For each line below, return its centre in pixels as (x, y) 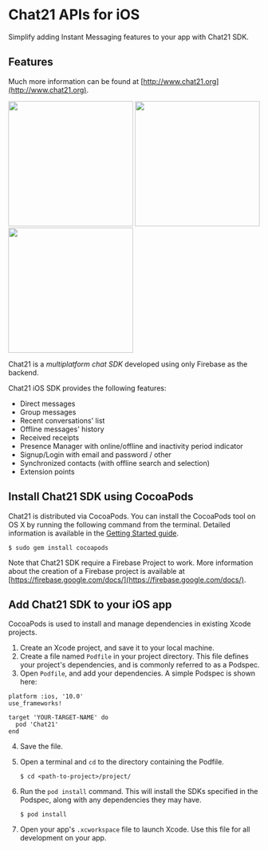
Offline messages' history (62, 429)
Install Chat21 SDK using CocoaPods (101, 497)
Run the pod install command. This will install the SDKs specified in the (139, 792)
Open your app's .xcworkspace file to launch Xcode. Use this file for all (135, 829)
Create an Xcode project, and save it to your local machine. (117, 648)
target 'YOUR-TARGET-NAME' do (59, 718)
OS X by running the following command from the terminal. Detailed (120, 524)
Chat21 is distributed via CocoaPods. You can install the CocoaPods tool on (132, 516)
